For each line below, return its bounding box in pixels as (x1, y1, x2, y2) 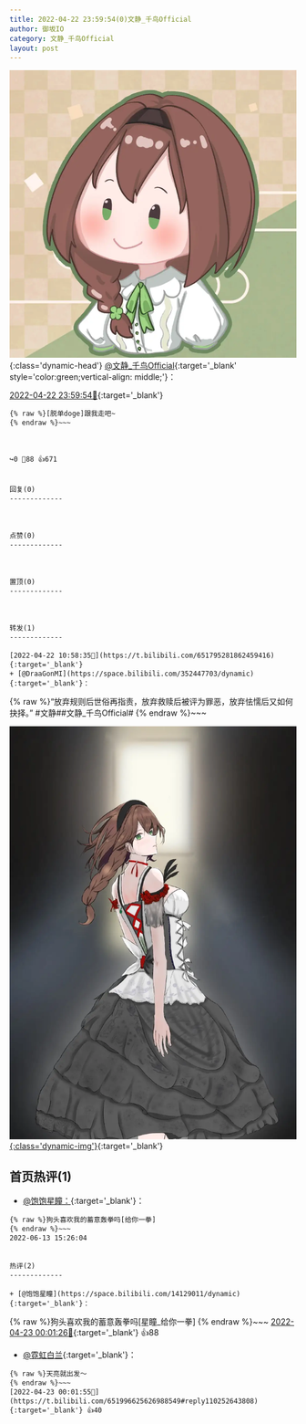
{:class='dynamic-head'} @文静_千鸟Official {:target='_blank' (9, 361, 237, 372)
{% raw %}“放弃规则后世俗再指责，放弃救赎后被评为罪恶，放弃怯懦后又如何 (9, 696, 294, 707)
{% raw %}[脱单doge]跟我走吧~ (9, 409, 116, 419)
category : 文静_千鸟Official (9, 34, 115, 43)
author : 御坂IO (9, 24, 65, 34)
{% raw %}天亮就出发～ (9, 1369, 87, 1378)
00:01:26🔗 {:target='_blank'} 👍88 (35, 1326, 159, 1337)
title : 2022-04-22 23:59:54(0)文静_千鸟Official (9, 15, 192, 24)
